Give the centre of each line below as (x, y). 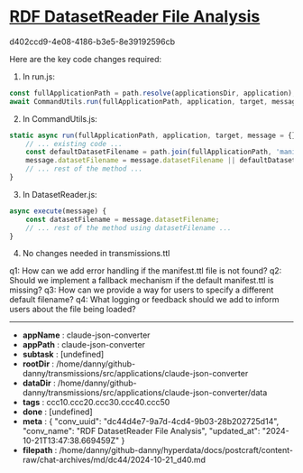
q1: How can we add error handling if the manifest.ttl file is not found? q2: (146, 271)
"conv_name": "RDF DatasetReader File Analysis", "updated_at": (141, 431)
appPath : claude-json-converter (84, 345)
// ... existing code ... (74, 144)
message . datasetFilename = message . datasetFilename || (131, 161)
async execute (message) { (58, 211)
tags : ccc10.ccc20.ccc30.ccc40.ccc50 (96, 403)
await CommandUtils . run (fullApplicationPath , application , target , (139, 101)
